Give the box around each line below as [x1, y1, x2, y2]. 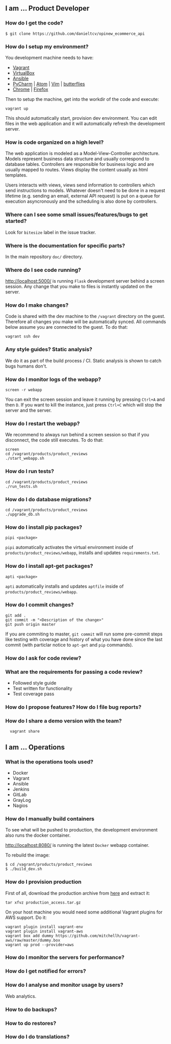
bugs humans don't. [5, 363, 47, 369]
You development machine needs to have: [5, 54, 93, 60]
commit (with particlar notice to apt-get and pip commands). [5, 642, 133, 648]
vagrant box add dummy [5, 933, 54, 939]
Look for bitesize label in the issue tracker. [5, 229, 96, 235]
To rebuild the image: [5, 852, 50, 858]
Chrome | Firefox [12, 86, 48, 92]
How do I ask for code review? [5, 654, 82, 662]
